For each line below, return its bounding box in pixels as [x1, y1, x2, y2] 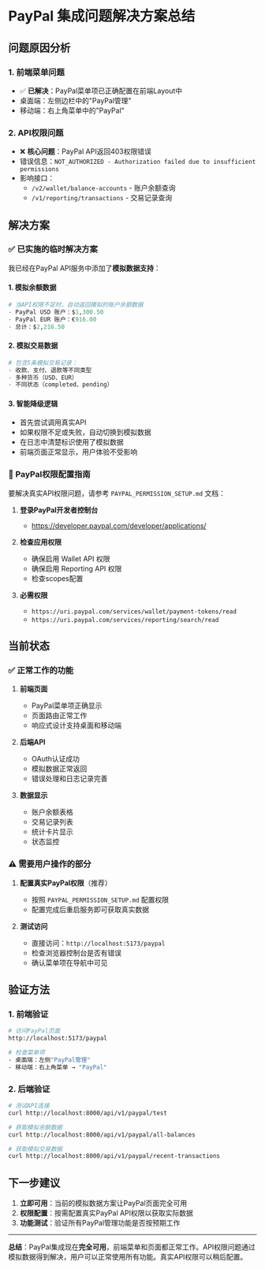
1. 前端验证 [8, 1009, 49, 1020]
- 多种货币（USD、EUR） [8, 374, 78, 381]
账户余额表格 [31, 807, 73, 817]
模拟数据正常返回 [31, 764, 88, 773]
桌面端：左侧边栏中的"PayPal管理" [19, 95, 132, 105]
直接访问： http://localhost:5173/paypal [31, 938, 166, 947]
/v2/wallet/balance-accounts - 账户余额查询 [31, 183, 176, 193]
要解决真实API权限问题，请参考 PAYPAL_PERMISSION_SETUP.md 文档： [8, 488, 226, 497]
